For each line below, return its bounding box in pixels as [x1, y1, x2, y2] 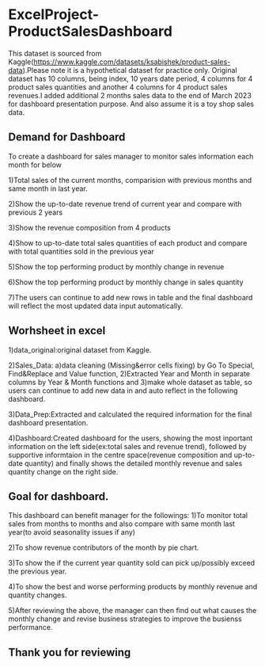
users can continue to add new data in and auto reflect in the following [8, 386, 239, 395]
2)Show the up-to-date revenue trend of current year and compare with [8, 199, 242, 208]
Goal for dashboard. [8, 490, 109, 503]
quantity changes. [8, 590, 67, 600]
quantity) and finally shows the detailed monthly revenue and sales [24, 458, 243, 468]
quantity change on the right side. [8, 467, 119, 476]
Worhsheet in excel [8, 324, 106, 337]
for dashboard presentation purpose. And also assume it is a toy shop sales [8, 99, 255, 109]
